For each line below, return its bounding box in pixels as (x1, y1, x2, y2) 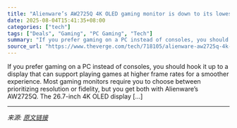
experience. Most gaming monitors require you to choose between (7, 77, 201, 85)
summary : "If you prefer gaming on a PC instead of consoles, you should (7, 37, 229, 44)
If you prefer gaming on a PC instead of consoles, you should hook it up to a (7, 63, 229, 70)
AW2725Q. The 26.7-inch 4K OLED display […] (7, 92, 143, 101)
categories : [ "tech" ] (7, 23, 71, 30)
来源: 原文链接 (7, 113, 48, 122)
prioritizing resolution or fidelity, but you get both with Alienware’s (7, 85, 199, 93)
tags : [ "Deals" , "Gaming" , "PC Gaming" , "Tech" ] (7, 30, 153, 37)
